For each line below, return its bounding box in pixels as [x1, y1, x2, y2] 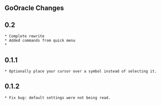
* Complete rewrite [4, 34, 45, 39]
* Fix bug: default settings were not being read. [4, 95, 111, 100]
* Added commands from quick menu [4, 38, 76, 43]
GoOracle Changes [4, 4, 64, 12]
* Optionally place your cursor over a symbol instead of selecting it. [4, 69, 157, 74]
